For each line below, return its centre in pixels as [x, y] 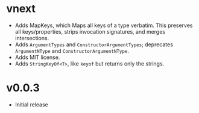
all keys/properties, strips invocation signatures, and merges [90, 31]
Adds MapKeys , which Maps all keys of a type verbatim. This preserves [104, 25]
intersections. [32, 38]
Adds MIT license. [37, 57]
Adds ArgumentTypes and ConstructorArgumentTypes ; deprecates [94, 44]
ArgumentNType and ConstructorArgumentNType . [72, 50]
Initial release [31, 105]
